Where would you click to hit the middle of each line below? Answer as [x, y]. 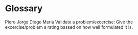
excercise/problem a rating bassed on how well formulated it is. [69, 27]
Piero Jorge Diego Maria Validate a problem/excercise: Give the [69, 22]
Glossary [24, 9]
